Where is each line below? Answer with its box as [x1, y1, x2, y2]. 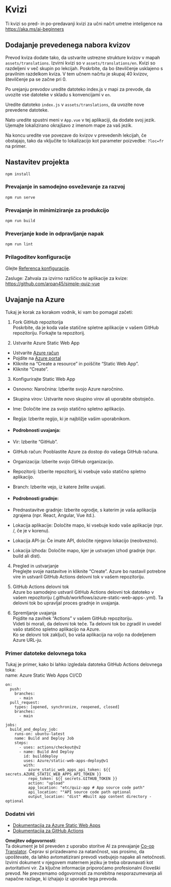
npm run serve [5, 194, 36, 200]
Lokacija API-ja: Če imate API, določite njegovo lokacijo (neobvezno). [12, 537, 158, 544]
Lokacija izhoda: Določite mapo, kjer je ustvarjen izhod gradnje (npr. [12, 547, 156, 553]
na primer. [5, 143, 27, 149]
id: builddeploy [23, 754, 58, 759]
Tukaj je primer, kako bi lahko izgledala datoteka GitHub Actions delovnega [5, 661, 162, 667]
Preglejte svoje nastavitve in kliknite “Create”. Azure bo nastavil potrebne [12, 568, 166, 574]
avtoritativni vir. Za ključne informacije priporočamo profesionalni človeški [5, 864, 161, 871]
